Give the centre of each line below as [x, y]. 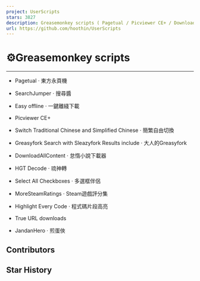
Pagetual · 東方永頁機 [41, 81]
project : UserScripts [33, 12]
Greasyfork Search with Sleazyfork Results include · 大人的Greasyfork [101, 143]
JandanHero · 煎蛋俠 [40, 231]
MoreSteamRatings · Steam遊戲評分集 [61, 194]
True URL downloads [40, 218]
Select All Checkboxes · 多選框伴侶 [58, 181]
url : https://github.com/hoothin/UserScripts [63, 28]
